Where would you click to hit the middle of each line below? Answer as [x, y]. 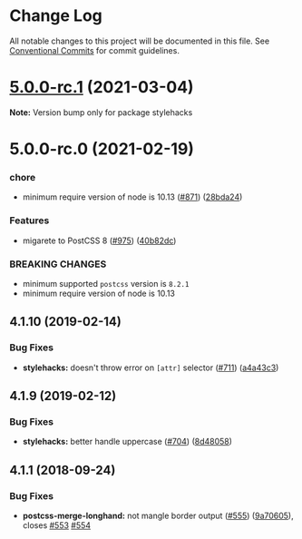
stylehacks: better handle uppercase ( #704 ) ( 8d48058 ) [127, 442]
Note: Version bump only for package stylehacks [101, 112]
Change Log [56, 16]
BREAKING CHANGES [58, 264]
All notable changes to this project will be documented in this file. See [140, 41]
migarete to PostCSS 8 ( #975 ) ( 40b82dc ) [99, 240]
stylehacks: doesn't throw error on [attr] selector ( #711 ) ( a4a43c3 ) [151, 367]
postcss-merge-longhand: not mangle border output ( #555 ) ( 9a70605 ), [158, 516]
